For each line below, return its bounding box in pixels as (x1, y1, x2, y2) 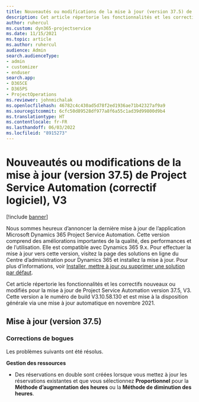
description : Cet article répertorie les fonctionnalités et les (6, 14, 171, 20)
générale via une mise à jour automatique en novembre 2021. (6, 299, 155, 306)
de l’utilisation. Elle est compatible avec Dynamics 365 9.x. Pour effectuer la (6, 243, 191, 251)
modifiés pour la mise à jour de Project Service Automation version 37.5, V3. (6, 286, 192, 294)
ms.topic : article (6, 36, 52, 42)
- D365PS (6, 86, 28, 92)
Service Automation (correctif (6, 181, 157, 195)
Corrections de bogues (6, 334, 74, 343)
